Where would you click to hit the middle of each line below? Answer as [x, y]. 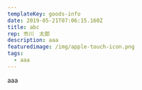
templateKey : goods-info [44, 14]
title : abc [23, 27]
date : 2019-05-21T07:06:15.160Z [55, 21]
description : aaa [33, 40]
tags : [15, 54]
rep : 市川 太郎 [29, 34]
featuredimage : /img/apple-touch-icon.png [71, 47]
